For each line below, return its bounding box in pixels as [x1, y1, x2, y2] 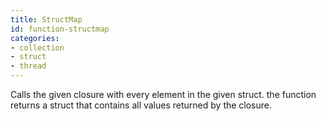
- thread [10, 61, 47, 71]
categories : [10, 33, 60, 43]
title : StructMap [10, 14, 83, 25]
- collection [10, 42, 65, 53]
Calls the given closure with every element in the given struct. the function [10, 89, 317, 100]
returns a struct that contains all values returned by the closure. [10, 99, 273, 111]
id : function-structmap [10, 24, 110, 34]
